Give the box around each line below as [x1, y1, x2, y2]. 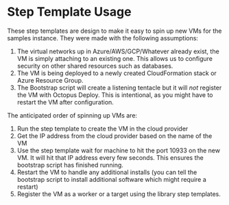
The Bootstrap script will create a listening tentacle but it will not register [16, 83, 222, 92]
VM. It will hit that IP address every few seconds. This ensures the [16, 153, 204, 161]
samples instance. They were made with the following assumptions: [7, 33, 199, 42]
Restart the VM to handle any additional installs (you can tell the [16, 168, 197, 176]
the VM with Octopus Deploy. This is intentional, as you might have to [16, 90, 213, 99]
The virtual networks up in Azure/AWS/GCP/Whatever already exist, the [16, 47, 219, 55]
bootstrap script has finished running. [16, 161, 123, 169]
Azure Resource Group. [16, 76, 84, 84]
